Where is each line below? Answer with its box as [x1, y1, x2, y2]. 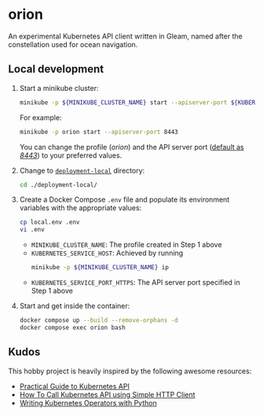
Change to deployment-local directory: [19, 166, 145, 175]
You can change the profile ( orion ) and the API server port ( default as [19, 142, 245, 151]
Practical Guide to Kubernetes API [19, 381, 130, 391]
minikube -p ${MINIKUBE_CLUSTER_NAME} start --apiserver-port [19, 98, 228, 107]
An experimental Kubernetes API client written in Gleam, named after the [8, 31, 243, 41]
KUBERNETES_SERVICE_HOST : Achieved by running [31, 249, 184, 258]
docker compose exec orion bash [19, 323, 126, 331]
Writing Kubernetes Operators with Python [19, 398, 157, 407]
